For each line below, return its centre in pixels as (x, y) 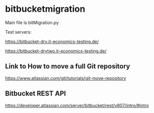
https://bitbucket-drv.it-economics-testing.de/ (52, 41)
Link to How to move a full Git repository (68, 66)
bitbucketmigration (45, 9)
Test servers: (18, 32)
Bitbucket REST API (36, 94)
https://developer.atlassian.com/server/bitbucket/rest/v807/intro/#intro (77, 105)
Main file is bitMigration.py (32, 23)
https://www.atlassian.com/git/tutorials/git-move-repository (66, 78)
